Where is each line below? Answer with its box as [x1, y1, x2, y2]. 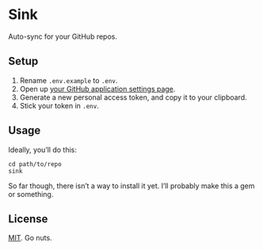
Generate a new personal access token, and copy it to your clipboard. [19, 93, 247, 102]
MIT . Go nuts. [8, 233, 53, 243]
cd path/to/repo [8, 160, 62, 168]
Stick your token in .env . [19, 100, 99, 110]
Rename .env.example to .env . [19, 75, 118, 85]
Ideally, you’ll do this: [8, 145, 77, 154]
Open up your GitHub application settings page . [19, 84, 176, 93]
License [8, 212, 48, 225]
